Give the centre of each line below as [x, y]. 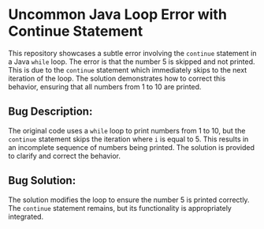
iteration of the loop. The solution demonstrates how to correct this [117, 78]
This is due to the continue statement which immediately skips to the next [128, 69]
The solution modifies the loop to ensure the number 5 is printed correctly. [129, 200]
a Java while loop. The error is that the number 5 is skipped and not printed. [132, 62]
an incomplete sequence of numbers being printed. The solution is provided [131, 147]
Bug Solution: [42, 180]
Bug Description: [50, 112]
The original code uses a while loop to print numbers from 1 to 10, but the [127, 130]
